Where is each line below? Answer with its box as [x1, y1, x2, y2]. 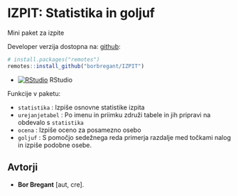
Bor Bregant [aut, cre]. [17, 180, 85, 189]
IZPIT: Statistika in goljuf [7, 5, 155, 21]
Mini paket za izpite [7, 28, 65, 37]
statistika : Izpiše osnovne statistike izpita [17, 103, 145, 111]
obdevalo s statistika [17, 118, 84, 126]
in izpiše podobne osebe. [17, 141, 92, 149]
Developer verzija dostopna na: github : [7, 42, 121, 50]
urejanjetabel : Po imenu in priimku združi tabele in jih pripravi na [17, 110, 211, 119]
